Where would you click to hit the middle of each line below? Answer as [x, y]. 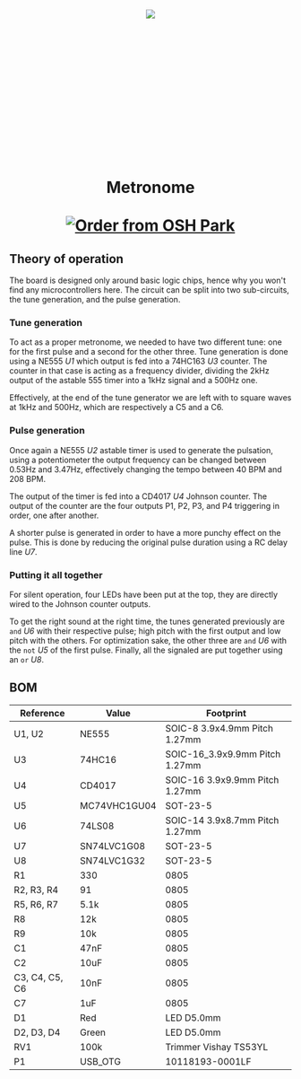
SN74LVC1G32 [112, 860]
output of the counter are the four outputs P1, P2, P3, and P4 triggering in [145, 505]
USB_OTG [100, 1061]
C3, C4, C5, [39, 977]
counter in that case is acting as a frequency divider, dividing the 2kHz [140, 371]
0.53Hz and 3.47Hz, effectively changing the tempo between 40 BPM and [146, 469]
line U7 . [23, 551]
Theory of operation [66, 259]
